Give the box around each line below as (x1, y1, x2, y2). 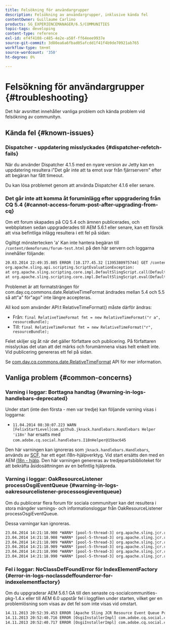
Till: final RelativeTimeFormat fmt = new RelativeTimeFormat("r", (12, 324, 153, 330)
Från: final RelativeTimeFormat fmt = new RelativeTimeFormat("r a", (12, 314, 161, 320)
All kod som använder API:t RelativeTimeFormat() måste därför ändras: (5, 304, 152, 310)
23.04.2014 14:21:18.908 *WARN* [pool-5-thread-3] (5, 535, 114, 540)
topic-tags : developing (5, 26, 56, 31)
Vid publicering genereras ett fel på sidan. (5, 348, 93, 355)
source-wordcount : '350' (5, 50, 58, 55)
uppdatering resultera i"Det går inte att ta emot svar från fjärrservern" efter (5, 167, 162, 173)
